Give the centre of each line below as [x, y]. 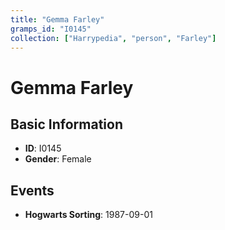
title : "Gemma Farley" [57, 19]
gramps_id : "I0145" [51, 29]
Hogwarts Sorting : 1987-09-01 [88, 215]
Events [32, 190]
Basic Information [67, 124]
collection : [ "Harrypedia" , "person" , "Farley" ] [113, 38]
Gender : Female [58, 159]
